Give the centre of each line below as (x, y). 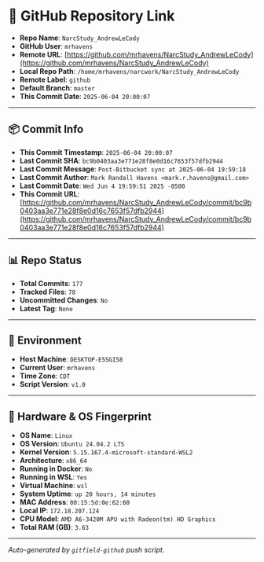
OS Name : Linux (46, 435)
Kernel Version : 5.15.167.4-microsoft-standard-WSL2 (106, 452)
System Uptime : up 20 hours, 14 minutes (88, 494)
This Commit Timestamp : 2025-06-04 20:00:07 (96, 152)
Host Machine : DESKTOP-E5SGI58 (71, 359)
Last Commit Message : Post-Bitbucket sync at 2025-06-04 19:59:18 (132, 169)
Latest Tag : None (46, 308)
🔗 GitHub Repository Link (92, 16)
